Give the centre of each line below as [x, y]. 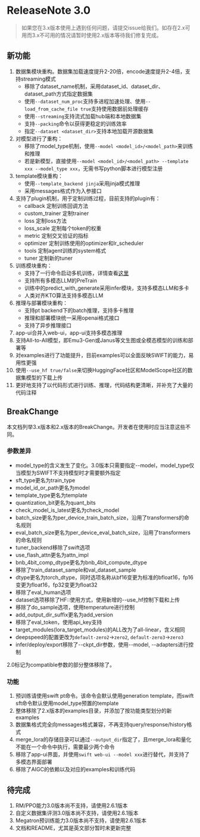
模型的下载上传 [44, 378]
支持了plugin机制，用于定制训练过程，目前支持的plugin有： [88, 198]
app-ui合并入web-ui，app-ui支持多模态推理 [69, 333]
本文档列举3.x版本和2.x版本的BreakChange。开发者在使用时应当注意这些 [96, 427]
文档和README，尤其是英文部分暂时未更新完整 [73, 827]
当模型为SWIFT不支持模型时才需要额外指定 [68, 473]
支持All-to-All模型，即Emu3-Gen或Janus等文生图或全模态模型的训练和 [101, 340]
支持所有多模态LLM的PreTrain [61, 280]
